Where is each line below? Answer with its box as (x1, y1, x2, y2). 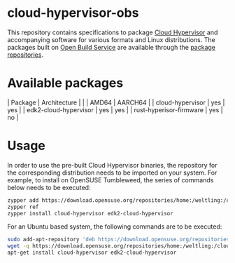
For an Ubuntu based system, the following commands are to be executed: (7, 222, 222, 231)
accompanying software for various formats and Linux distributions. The (7, 35, 215, 43)
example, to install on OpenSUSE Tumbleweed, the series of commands (7, 175, 214, 184)
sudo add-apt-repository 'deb (7, 236, 96, 243)
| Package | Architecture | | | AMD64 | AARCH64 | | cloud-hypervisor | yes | (7, 98, 225, 107)
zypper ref (7, 203, 39, 210)
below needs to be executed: (7, 183, 91, 191)
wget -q (7, 243, 30, 250)
